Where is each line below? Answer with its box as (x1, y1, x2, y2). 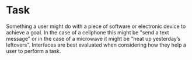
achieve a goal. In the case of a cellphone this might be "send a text (6, 29, 169, 36)
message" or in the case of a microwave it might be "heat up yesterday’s (6, 35, 181, 42)
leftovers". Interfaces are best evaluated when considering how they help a (6, 41, 187, 48)
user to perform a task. (6, 47, 61, 54)
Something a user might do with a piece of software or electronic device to (6, 23, 186, 30)
